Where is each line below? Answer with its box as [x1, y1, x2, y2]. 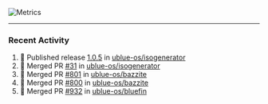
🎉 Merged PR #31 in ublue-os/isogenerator [19, 61, 161, 71]
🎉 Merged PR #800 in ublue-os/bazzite [19, 78, 149, 87]
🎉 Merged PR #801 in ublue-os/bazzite [19, 70, 148, 79]
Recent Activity [8, 34, 70, 45]
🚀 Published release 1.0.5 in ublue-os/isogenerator [19, 52, 186, 63]
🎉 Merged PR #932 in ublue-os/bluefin [19, 87, 148, 96]
